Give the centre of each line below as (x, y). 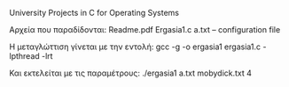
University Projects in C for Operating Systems (94, 13)
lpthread (24, 56)
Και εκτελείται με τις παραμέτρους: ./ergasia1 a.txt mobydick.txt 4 (131, 73)
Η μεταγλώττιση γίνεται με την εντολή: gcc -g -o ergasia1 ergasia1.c (135, 47)
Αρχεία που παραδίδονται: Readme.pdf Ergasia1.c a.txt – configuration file (145, 29)
